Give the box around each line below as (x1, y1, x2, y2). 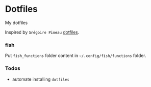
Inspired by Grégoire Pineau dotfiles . (5, 29, 79, 35)
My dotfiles (5, 20, 28, 26)
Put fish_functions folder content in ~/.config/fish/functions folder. (5, 53, 146, 58)
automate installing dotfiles (12, 76, 70, 82)
